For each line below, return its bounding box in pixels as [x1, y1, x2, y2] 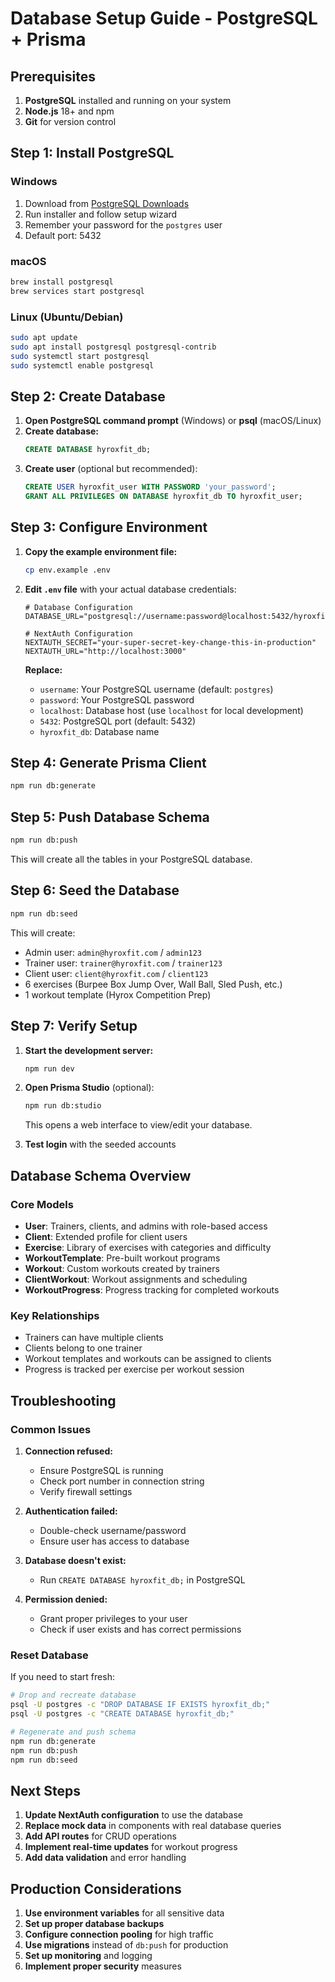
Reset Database [10, 1648, 89, 1662]
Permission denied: [24, 1593, 108, 1605]
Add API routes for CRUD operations [24, 1830, 177, 1842]
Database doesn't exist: [24, 1554, 127, 1566]
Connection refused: [24, 1445, 113, 1457]
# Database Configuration [24, 602, 133, 612]
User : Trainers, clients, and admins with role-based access [24, 1220, 268, 1232]
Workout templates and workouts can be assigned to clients [24, 1353, 272, 1365]
